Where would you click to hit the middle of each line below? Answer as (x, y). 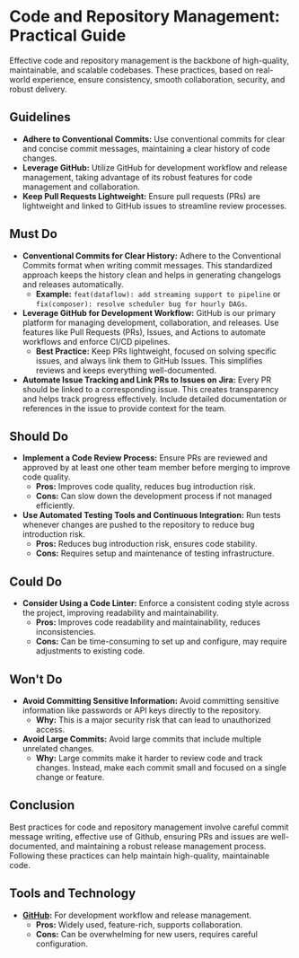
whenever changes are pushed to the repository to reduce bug (138, 525)
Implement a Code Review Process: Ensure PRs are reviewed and (145, 458)
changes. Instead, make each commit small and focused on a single (161, 768)
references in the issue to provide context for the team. (124, 408)
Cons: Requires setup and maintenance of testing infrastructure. (155, 553)
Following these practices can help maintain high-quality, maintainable (140, 856)
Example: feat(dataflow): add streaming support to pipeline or (158, 294)
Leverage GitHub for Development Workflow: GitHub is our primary (149, 312)
